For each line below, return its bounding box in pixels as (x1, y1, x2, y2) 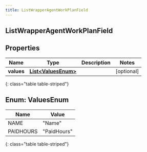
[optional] (115, 68, 139, 75)
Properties (5, 44, 40, 53)
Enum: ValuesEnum (5, 96, 69, 104)
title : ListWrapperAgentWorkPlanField (5, 7, 88, 13)
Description (81, 59, 111, 66)
